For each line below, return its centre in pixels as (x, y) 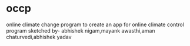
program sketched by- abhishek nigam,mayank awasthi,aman (81, 30)
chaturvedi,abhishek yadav (39, 37)
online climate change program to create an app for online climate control (95, 24)
